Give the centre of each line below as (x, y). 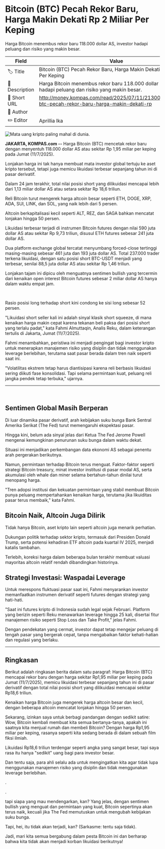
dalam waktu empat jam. (30, 284)
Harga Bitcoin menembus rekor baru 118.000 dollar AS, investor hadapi (77, 43)
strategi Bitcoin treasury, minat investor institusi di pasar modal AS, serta (79, 469)
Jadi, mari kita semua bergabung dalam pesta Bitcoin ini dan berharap (76, 836)
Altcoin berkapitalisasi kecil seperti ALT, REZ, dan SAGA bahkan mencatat (80, 213)
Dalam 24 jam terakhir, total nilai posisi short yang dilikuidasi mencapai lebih (82, 184)
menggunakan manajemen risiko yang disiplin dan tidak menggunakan (76, 768)
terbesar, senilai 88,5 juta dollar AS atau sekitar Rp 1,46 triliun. (68, 263)
